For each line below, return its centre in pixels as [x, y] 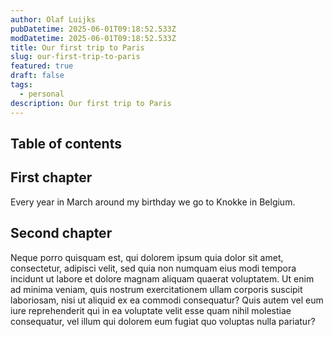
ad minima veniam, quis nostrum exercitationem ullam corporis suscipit [156, 289]
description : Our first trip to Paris [91, 103]
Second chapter [61, 233]
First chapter [51, 177]
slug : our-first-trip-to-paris [75, 57]
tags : [21, 85]
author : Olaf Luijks [53, 19]
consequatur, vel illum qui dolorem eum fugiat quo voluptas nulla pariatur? [163, 321]
